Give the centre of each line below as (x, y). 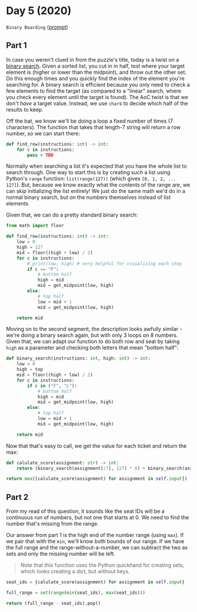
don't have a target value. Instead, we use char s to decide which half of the (97, 103)
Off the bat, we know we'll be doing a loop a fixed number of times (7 (90, 121)
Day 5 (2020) (39, 11)
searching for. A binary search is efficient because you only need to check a (98, 84)
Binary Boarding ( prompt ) (37, 27)
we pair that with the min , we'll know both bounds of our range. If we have (95, 542)
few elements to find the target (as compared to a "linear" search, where (94, 91)
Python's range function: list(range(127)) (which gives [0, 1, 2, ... (91, 179)
